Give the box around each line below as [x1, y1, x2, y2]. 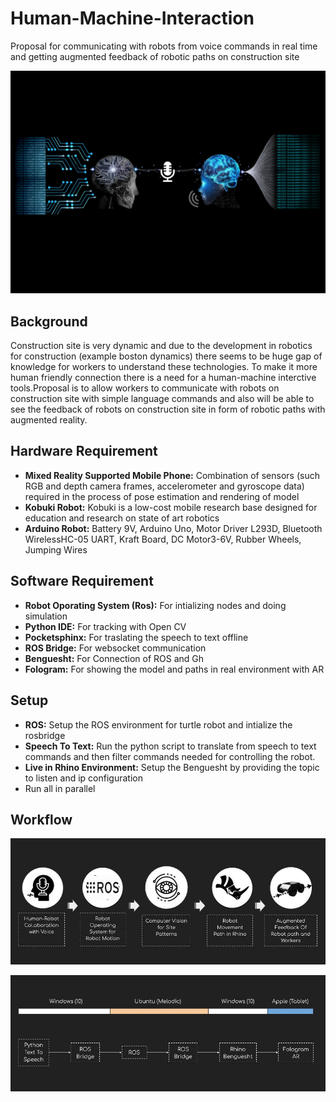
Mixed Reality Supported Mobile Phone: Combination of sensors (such [24, 469, 320, 481]
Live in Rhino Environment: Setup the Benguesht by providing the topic [24, 761, 320, 773]
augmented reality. [10, 414, 88, 426]
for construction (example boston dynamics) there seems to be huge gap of [10, 350, 323, 362]
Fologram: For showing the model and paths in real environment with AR [24, 663, 325, 675]
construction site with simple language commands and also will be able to [10, 393, 315, 405]
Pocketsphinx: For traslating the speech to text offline [24, 631, 249, 643]
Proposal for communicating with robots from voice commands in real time [10, 40, 318, 52]
